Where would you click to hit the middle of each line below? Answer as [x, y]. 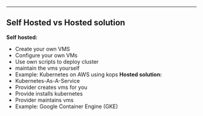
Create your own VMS [43, 49]
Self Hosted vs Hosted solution [66, 23]
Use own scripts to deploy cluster [57, 61]
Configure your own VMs [46, 55]
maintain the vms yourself [47, 68]
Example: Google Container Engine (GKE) [66, 106]
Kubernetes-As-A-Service [47, 81]
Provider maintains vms [44, 100]
